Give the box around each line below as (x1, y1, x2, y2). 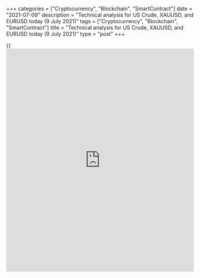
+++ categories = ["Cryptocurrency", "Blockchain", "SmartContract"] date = (6, 5, 193, 12)
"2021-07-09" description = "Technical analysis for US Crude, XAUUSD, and (6, 11, 194, 18)
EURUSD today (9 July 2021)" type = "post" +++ (6, 30, 125, 38)
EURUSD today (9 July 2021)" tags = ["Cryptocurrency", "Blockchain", (6, 18, 179, 24)
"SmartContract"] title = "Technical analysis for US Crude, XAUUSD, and (6, 24, 184, 31)
